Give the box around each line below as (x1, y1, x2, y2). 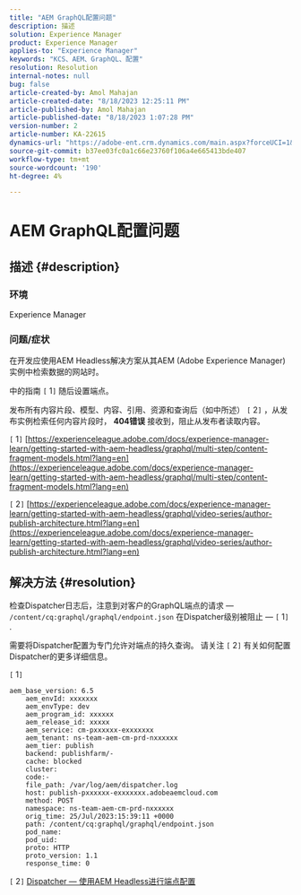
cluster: (25, 765, 58, 774)
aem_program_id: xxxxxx (25, 710, 115, 719)
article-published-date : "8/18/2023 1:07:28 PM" (9, 113, 194, 122)
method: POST (25, 796, 74, 805)
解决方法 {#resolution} (9, 575, 136, 590)
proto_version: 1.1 (25, 851, 99, 861)
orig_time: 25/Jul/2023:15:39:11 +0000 (25, 812, 175, 821)
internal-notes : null (9, 72, 90, 81)
